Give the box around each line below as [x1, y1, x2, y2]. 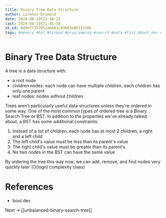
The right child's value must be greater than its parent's [12, 144, 125, 150]
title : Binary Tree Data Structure [5, 7, 79, 12]
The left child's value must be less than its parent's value [12, 138, 128, 144]
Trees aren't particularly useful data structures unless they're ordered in [5, 102, 152, 109]
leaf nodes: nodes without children [12, 93, 83, 99]
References [5, 181, 53, 193]
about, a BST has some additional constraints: [5, 118, 99, 124]
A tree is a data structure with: [5, 68, 67, 74]
